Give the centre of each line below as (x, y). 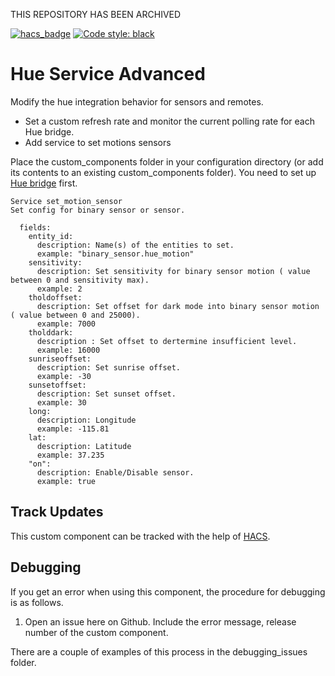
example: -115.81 (73, 429)
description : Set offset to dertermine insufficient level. (167, 341)
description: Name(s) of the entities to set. (135, 245)
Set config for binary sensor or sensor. (98, 210)
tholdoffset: (55, 297)
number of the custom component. (96, 632)
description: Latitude (84, 446)
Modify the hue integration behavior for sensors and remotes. (137, 101)
